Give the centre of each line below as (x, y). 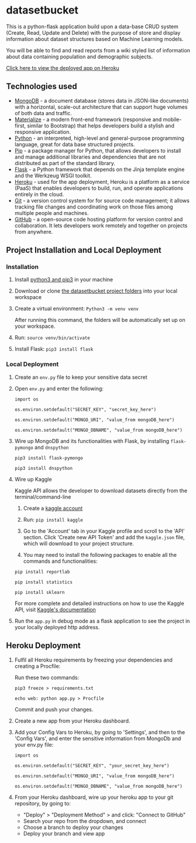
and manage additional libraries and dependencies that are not (90, 157)
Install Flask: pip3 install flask (54, 349)
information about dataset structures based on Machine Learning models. (95, 39)
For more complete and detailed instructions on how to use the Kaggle (99, 603)
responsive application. (43, 132)
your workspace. (35, 326)
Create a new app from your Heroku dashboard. (72, 721)
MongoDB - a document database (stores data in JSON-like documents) (102, 100)
